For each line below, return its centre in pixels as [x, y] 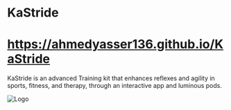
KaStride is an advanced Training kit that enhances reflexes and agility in [111, 78]
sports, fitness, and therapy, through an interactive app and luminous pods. [114, 86]
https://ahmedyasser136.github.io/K [115, 45]
